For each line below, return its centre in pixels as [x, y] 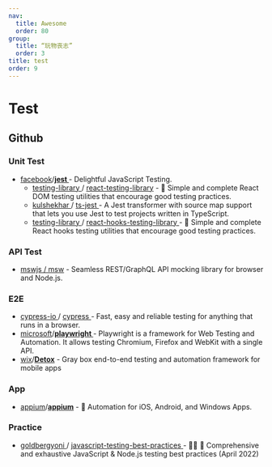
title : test [28, 62]
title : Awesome [41, 23]
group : [19, 38]
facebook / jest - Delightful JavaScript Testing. [96, 179]
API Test [25, 252]
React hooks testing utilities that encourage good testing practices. [144, 231]
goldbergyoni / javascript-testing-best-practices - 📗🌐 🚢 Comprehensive [139, 445]
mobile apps [41, 368]
